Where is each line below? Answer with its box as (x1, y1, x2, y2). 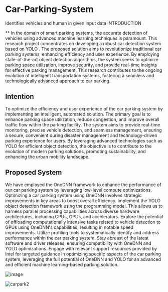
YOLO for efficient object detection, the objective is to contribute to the (5, 143, 152, 149)
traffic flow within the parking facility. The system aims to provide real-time (5, 121, 160, 127)
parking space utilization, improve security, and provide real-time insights (5, 62, 157, 68)
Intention (5, 92, 34, 101)
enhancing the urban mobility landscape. (5, 154, 90, 160)
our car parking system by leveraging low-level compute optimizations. (5, 187, 152, 193)
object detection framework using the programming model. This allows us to (5, 203, 163, 209)
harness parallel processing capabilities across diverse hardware (5, 208, 139, 214)
